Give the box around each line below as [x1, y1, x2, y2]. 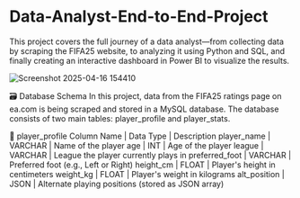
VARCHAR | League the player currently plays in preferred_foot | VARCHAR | [9, 149, 292, 160]
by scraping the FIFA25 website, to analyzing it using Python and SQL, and [9, 45, 286, 56]
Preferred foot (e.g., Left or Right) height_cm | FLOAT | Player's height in [9, 159, 276, 170]
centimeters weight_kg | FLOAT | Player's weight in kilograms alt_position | [9, 168, 285, 179]
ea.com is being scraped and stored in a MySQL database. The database [9, 103, 279, 114]
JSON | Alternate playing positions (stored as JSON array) [9, 178, 225, 189]
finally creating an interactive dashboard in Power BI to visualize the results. [9, 55, 290, 66]
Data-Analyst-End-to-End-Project [9, 6, 269, 27]
